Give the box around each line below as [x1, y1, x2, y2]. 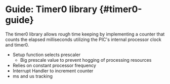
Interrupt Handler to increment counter [12, 67, 94, 74]
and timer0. [5, 41, 29, 48]
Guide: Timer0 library [5, 4, 98, 15]
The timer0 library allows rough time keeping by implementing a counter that [5, 31, 165, 37]
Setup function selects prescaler [12, 52, 81, 58]
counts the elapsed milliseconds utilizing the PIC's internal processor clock [5, 36, 162, 43]
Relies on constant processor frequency [12, 62, 96, 68]
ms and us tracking [12, 73, 53, 79]
